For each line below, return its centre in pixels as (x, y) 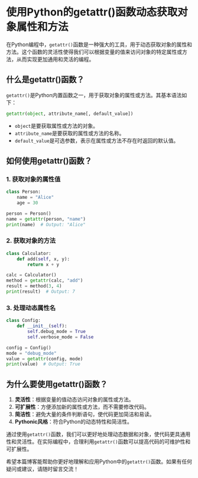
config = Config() (29, 348)
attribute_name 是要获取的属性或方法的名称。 (70, 133)
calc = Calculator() (32, 275)
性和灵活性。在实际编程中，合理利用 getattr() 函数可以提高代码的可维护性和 (98, 442)
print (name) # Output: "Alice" (46, 225)
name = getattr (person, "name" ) (46, 219)
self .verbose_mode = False (61, 337)
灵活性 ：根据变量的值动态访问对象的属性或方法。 (74, 399)
